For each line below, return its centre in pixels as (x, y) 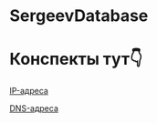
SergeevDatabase (79, 16)
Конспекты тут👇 (76, 59)
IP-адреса (29, 91)
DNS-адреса (34, 108)
